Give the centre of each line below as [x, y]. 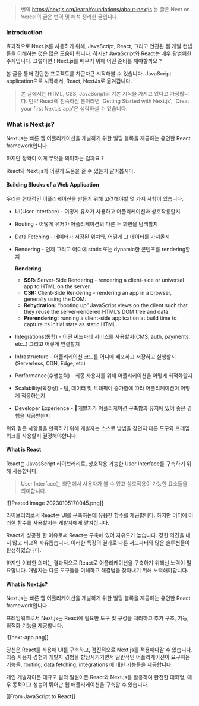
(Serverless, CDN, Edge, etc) [50, 363]
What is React [24, 450]
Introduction [24, 32]
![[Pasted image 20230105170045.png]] [55, 503]
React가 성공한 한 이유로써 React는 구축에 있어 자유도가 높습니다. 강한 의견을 [95, 535]
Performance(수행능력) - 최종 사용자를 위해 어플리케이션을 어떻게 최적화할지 [104, 375]
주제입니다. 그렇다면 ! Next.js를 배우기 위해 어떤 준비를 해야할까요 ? [84, 61]
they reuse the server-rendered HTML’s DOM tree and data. [97, 311]
